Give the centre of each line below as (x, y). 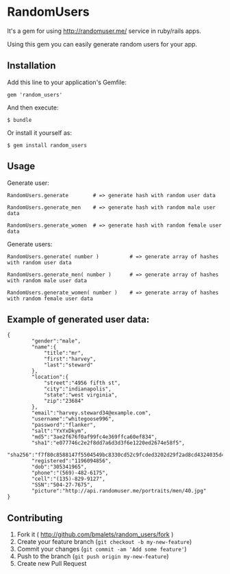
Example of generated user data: (78, 319)
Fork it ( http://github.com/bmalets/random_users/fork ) (95, 534)
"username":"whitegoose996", (73, 419)
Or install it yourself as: (39, 133)
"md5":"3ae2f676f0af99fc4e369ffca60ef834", (94, 437)
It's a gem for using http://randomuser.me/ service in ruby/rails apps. (104, 31)
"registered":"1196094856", (72, 461)
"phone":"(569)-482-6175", (70, 473)
